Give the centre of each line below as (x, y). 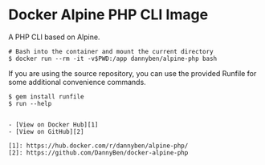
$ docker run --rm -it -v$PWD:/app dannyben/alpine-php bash (113, 58)
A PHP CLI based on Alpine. (54, 37)
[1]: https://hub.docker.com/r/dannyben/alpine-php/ (98, 146)
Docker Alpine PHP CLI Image (108, 15)
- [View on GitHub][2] (46, 131)
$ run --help (30, 103)
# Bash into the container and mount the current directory (111, 51)
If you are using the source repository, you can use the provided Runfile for (132, 73)
